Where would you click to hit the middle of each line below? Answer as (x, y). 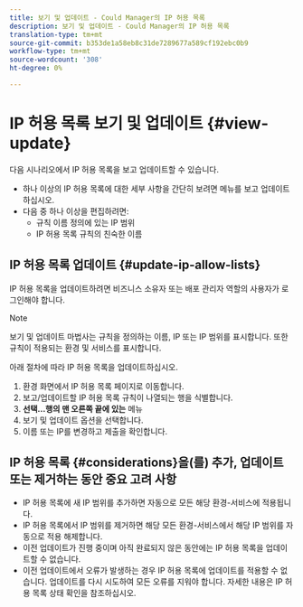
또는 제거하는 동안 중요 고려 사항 (93, 480)
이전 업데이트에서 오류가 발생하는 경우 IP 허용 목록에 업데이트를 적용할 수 (150, 571)
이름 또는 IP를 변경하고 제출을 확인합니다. (95, 431)
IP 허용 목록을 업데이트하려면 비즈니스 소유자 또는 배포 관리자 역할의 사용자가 (145, 288)
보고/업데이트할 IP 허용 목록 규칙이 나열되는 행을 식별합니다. (128, 397)
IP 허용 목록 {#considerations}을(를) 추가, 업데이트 (147, 463)
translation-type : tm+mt (56, 34)
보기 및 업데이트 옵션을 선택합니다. (83, 420)
